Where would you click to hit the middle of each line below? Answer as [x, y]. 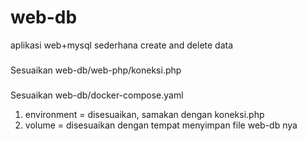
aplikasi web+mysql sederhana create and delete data [122, 45]
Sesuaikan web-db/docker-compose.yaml [97, 95]
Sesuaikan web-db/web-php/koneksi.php [96, 70]
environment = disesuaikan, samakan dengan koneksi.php [144, 114]
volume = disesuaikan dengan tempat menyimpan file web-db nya [161, 125]
